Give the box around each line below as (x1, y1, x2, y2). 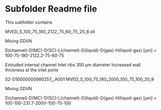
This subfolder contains (5, 19, 53, 25)
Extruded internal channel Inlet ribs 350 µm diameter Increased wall (5, 62, 141, 68)
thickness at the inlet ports (5, 67, 58, 73)
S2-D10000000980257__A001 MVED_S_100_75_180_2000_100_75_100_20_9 (5, 76, 154, 82)
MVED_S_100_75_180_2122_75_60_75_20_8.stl (5, 28, 95, 34)
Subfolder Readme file (5, 3, 97, 14)
